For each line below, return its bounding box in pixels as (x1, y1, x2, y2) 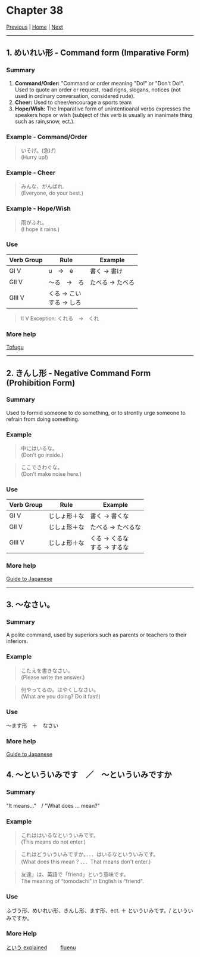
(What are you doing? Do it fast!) (20, 693, 101, 700)
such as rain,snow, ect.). (14, 118, 75, 125)
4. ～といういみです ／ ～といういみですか (6, 770, 172, 780)
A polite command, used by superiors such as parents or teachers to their (6, 631, 187, 639)
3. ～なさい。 (6, 599, 55, 610)
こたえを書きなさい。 (20, 667, 73, 674)
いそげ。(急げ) (20, 147, 57, 154)
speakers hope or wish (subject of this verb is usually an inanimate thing (14, 111, 192, 118)
